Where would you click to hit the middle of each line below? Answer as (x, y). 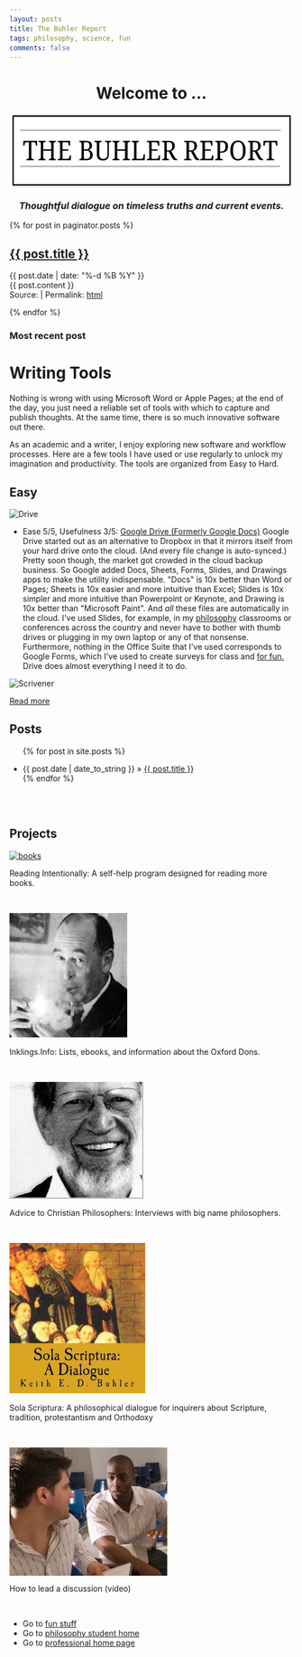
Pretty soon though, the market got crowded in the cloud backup (142, 560)
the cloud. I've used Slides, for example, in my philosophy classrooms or (157, 617)
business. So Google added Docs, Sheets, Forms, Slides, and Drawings (155, 570)
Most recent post (48, 336)
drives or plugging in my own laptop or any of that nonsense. (136, 636)
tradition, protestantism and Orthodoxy (81, 1417)
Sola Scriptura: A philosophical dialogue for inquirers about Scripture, (138, 1408)
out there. (27, 427)
